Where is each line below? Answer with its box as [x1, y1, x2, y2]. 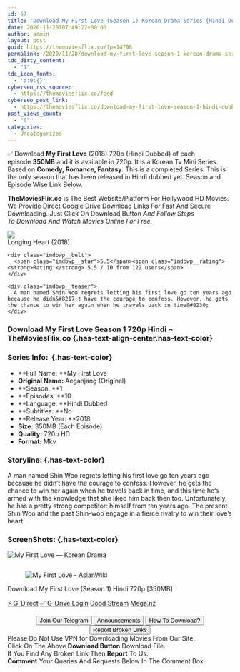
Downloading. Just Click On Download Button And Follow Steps [7, 209, 194, 218]
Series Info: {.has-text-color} [7, 353, 113, 363]
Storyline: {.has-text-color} [7, 455, 105, 465]
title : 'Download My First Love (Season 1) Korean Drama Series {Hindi [7, 17, 225, 24]
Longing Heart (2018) [7, 238, 70, 246]
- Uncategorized [14, 130, 62, 137]
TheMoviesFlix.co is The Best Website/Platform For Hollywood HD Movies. [7, 194, 229, 203]
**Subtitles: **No [17, 406, 73, 415]
